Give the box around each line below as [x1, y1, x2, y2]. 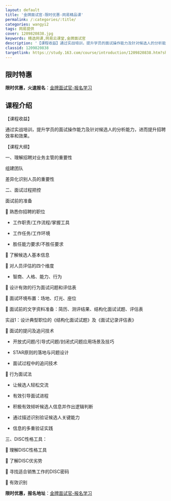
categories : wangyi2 [5, 21, 49, 27]
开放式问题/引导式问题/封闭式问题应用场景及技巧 [12, 338, 115, 345]
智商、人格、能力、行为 [12, 274, 62, 280]
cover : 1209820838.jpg [5, 31, 53, 36]
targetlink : [5, 50, 31, 55]
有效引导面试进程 [12, 393, 49, 399]
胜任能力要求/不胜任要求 [12, 241, 64, 247]
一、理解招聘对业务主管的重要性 [5, 154, 72, 161]
